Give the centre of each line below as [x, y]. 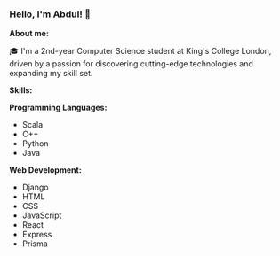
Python [35, 144]
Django [35, 187]
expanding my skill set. [51, 74]
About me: [29, 34]
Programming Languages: [58, 108]
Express [37, 235]
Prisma [35, 244]
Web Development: [45, 170]
